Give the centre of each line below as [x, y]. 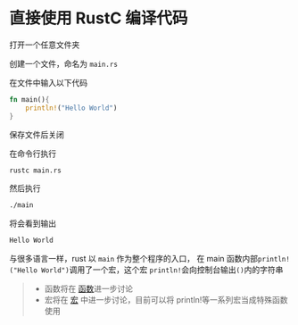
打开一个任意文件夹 [45, 45]
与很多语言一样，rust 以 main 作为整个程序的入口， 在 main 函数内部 [134, 259]
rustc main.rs [36, 171]
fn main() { [29, 99]
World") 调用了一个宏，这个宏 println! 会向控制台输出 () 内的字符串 [162, 270]
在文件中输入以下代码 [48, 82]
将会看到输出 [33, 223]
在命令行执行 [33, 154]
